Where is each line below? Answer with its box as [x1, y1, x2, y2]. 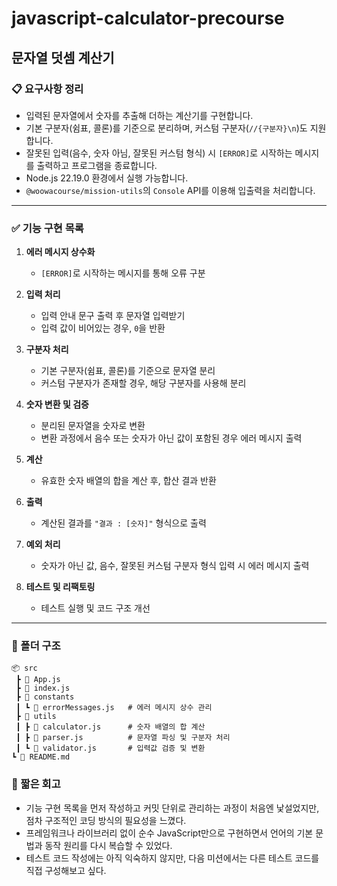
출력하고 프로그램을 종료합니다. [36, 159, 158, 171]
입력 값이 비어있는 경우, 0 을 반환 [40, 322, 166, 334]
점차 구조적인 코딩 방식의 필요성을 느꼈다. [25, 814, 187, 826]
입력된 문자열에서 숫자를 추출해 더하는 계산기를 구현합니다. [25, 109, 254, 121]
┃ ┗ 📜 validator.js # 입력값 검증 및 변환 [15, 743, 206, 754]
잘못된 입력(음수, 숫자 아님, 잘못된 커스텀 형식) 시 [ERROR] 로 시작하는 [25, 147, 293, 159]
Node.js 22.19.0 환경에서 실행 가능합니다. [25, 172, 189, 184]
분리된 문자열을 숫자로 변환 [40, 420, 146, 432]
